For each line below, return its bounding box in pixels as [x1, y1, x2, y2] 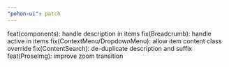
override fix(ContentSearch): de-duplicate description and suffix [7, 44, 193, 52]
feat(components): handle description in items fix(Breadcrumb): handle [7, 29, 212, 38]
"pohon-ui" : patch [7, 10, 61, 17]
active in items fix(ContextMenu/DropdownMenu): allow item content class [7, 36, 222, 45]
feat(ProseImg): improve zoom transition [7, 52, 124, 60]
